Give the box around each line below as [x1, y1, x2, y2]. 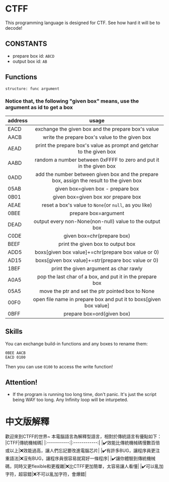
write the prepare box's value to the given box [42, 134, 151, 141]
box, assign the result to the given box [52, 177, 142, 184]
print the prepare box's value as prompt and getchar [35, 142, 159, 149]
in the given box [77, 162, 116, 169]
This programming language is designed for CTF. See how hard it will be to [5, 20, 160, 26]
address [8, 117, 28, 124]
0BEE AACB [5, 350, 26, 355]
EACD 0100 [5, 355, 26, 360]
